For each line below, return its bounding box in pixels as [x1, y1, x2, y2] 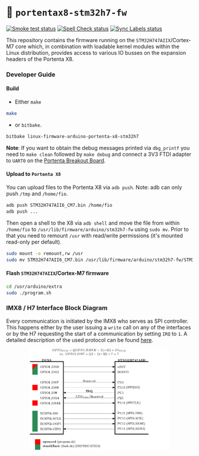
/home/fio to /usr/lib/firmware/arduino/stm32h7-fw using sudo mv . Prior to [6, 225, 189, 232]
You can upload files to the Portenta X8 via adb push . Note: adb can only [6, 184, 182, 191]
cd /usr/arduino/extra [6, 284, 62, 290]
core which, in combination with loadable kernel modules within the [15, 43, 179, 50]
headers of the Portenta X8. [6, 55, 74, 62]
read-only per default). [6, 238, 62, 246]
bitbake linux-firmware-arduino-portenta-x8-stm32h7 [6, 133, 139, 139]
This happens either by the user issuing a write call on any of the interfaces [6, 323, 191, 331]
